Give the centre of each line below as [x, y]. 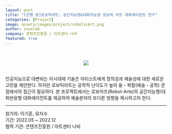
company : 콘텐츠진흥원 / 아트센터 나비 [41, 34]
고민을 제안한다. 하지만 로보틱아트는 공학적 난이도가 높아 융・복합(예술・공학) [82, 85]
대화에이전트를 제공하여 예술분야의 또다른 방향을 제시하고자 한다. [87, 98]
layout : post [19, 10]
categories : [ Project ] [29, 19]
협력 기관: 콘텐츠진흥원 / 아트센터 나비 [43, 126]
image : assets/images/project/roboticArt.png [55, 24]
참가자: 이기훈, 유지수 [26, 114]
